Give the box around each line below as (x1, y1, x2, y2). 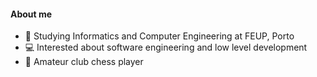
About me (10, 8, 53, 20)
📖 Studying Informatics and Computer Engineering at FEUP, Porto (24, 30, 295, 42)
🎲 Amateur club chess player (24, 56, 144, 68)
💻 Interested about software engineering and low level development (24, 41, 308, 54)
